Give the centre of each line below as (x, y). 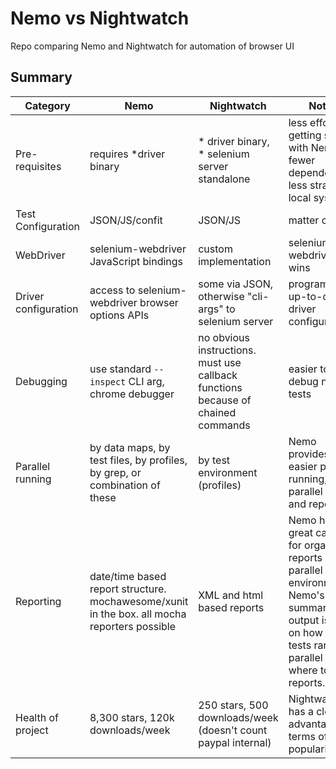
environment (228, 472)
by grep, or (115, 472)
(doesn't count (233, 730)
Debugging (41, 381)
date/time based (128, 576)
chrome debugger (132, 394)
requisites (38, 166)
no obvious (224, 337)
